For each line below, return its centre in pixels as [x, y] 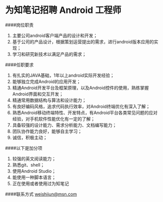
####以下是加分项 [24, 148]
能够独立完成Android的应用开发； [46, 81]
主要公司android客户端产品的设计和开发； [55, 35]
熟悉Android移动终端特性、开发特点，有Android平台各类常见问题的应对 [85, 112]
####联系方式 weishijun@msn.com [41, 194]
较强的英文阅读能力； [34, 158]
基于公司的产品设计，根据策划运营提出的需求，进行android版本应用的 [83, 42]
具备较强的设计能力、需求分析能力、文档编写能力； [64, 125]
